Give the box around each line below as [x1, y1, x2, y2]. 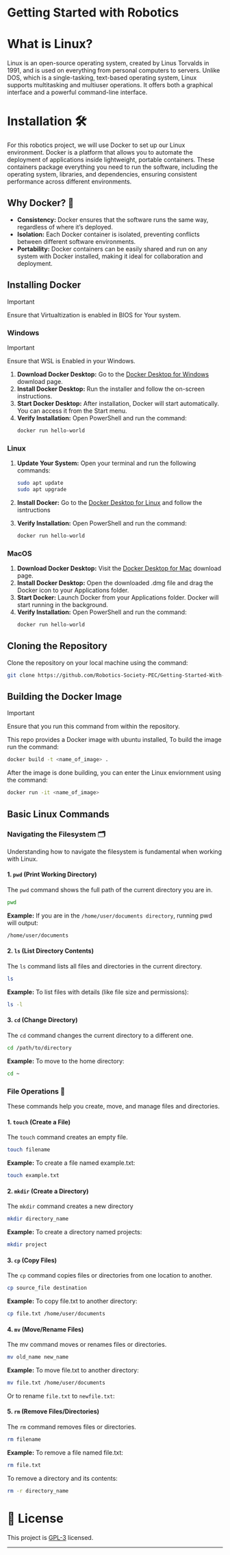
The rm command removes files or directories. [7, 1423, 137, 1431]
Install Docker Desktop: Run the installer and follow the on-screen [16, 385, 205, 393]
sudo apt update [16, 479, 64, 487]
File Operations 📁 [7, 1087, 66, 1096]
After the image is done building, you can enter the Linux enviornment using [7, 769, 221, 777]
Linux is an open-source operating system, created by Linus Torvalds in [7, 59, 209, 67]
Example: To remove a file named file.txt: [7, 1448, 123, 1457]
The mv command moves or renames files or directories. [7, 1341, 167, 1349]
